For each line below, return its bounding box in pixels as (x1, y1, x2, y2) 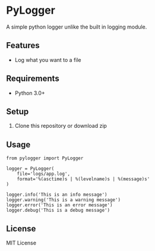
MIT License (6, 239, 37, 246)
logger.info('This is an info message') (6, 192, 108, 198)
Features (6, 40, 40, 51)
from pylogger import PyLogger (6, 155, 84, 161)
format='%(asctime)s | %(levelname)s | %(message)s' (17, 176, 150, 182)
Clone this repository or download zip (14, 123, 107, 130)
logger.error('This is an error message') (6, 202, 113, 208)
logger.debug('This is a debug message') (6, 208, 110, 214)
